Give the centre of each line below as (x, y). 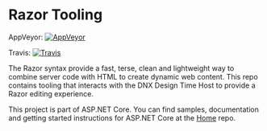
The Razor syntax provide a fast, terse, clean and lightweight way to (121, 68)
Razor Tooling (56, 15)
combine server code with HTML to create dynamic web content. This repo (133, 76)
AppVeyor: (26, 37)
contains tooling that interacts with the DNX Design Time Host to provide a (132, 85)
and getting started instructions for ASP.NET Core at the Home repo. (122, 117)
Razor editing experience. (51, 93)
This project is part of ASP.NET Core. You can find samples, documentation (134, 109)
